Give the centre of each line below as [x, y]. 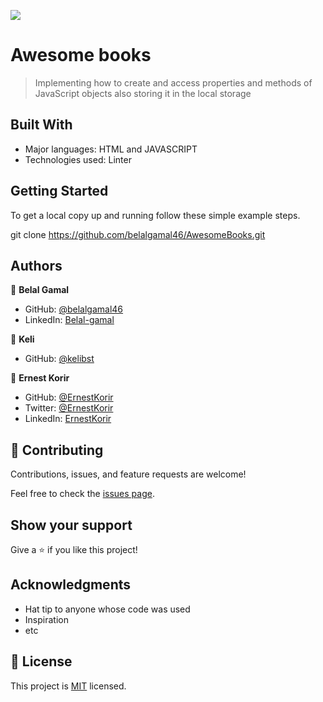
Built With [41, 125]
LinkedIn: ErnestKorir [68, 419]
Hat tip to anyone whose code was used [107, 609]
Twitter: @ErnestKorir [69, 408]
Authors [36, 265]
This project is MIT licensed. [68, 686]
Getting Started [59, 191]
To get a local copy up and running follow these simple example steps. [155, 215]
